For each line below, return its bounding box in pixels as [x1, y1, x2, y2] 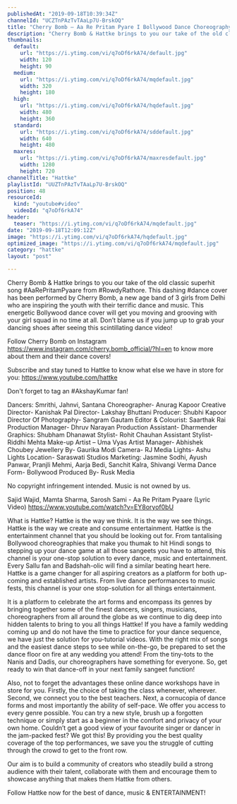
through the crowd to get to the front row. [7, 746, 128, 755]
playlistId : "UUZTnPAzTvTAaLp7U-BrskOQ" [7, 181, 128, 188]
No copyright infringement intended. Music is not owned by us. [7, 482, 191, 490]
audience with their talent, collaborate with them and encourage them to [7, 767, 217, 776]
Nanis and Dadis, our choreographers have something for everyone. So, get [7, 657, 228, 666]
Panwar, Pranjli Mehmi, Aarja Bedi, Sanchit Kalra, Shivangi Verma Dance [7, 461, 217, 469]
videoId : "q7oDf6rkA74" [13, 207, 83, 214]
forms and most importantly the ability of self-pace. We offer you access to [7, 701, 226, 709]
